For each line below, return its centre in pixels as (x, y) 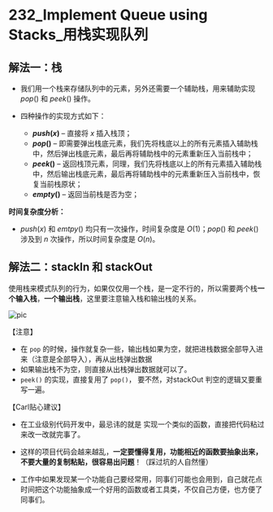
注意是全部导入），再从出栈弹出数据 (93, 359)
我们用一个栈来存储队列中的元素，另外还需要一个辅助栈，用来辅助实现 (138, 88)
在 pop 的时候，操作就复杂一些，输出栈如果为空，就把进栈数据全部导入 (138, 348)
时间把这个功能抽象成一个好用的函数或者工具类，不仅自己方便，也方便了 (141, 489)
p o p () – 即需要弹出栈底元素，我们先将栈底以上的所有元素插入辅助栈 (145, 143)
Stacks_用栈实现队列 (78, 35)
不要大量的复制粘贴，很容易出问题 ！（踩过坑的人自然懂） (116, 462)
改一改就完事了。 (56, 434)
